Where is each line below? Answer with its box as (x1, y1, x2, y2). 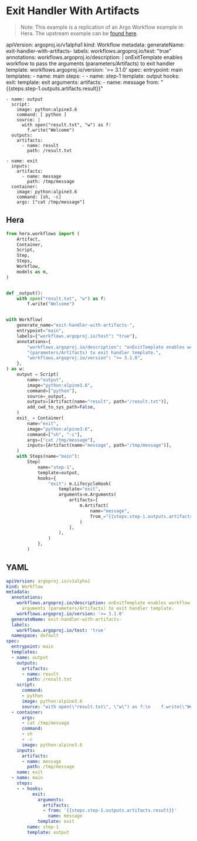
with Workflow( (6, 317, 43, 323)
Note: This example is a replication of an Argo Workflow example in (20, 24, 183, 31)
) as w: (6, 366, 25, 372)
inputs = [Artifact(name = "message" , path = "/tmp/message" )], (27, 443, 172, 448)
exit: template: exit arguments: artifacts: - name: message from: (6, 78, 159, 86)
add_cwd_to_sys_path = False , (27, 404, 96, 410)
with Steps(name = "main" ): (16, 454, 80, 460)
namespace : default (11, 633, 59, 639)
